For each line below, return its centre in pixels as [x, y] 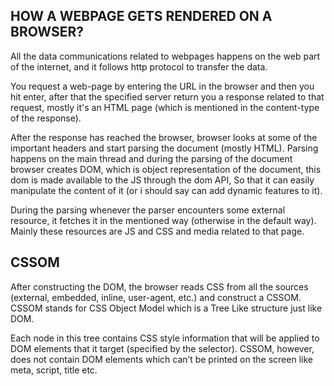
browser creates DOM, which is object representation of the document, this [166, 169]
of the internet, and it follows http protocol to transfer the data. [139, 66]
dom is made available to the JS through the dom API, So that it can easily [162, 180]
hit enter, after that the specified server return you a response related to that [167, 96]
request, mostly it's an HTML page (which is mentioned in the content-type [165, 107]
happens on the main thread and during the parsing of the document [151, 158]
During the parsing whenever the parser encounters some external [148, 210]
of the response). [46, 118]
